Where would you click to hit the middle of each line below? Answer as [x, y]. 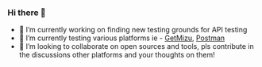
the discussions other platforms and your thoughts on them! [117, 55]
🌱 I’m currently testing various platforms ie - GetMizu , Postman [122, 38]
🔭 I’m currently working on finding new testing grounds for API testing [133, 30]
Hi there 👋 [27, 13]
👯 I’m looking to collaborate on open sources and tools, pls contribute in [137, 47]
